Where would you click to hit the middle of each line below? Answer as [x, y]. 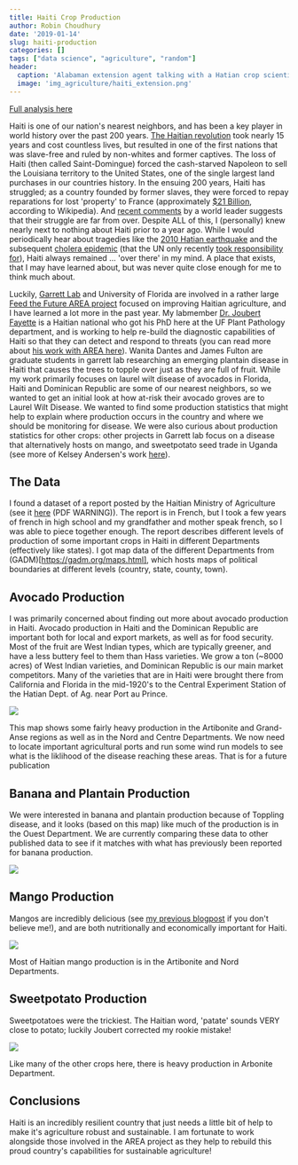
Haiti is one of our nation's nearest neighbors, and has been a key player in [146, 126]
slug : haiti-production [53, 42]
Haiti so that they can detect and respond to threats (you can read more [140, 341]
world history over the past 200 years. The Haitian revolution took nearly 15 [147, 135]
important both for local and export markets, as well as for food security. [141, 638]
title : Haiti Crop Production [65, 17]
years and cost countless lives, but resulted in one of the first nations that [143, 145]
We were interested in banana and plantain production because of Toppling [147, 815]
